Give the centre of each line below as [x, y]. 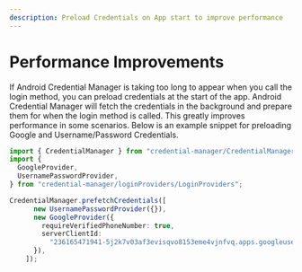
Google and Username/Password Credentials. [94, 135]
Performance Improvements [117, 61]
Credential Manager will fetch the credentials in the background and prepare [151, 106]
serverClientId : [72, 234]
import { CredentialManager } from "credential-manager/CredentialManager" [154, 151]
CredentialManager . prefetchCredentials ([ [88, 200]
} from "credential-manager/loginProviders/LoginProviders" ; [126, 185]
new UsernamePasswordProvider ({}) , [100, 209]
